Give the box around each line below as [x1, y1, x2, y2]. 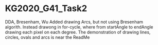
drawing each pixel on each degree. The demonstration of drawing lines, [5, 29, 151, 35]
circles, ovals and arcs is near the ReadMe [5, 34, 90, 40]
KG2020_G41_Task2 [5, 3, 88, 14]
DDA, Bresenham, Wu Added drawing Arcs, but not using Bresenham [5, 19, 143, 25]
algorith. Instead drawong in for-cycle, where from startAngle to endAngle [5, 24, 153, 30]
